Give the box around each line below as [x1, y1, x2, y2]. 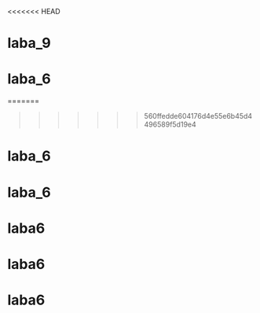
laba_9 [7, 35, 52, 52]
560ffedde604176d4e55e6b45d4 [144, 112, 253, 121]
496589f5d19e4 [144, 120, 197, 129]
